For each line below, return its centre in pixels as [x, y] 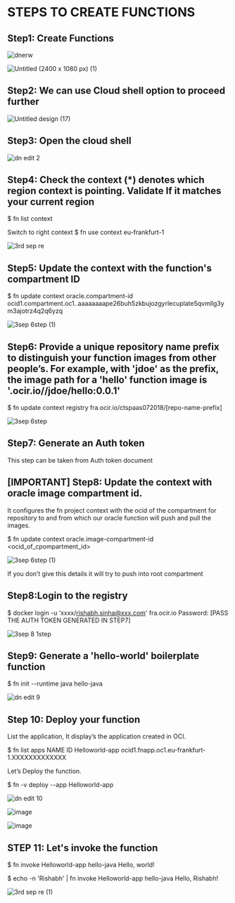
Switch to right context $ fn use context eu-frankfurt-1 [86, 232]
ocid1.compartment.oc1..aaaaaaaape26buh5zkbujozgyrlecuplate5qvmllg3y [116, 304]
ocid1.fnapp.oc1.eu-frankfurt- [163, 750]
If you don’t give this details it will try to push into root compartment [105, 573]
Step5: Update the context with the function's [110, 268]
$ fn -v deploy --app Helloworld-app [61, 785]
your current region [51, 202]
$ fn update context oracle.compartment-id [70, 296]
